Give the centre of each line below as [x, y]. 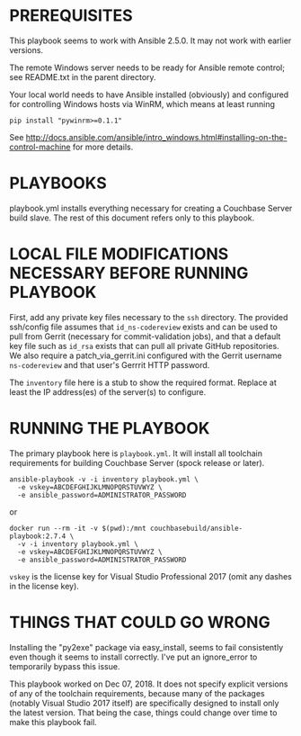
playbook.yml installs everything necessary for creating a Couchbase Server [151, 208]
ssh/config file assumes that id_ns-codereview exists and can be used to [144, 327]
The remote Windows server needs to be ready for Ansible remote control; [147, 67]
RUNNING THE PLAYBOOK [110, 428]
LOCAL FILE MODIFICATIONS [119, 254]
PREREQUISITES [71, 16]
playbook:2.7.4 [38, 536]
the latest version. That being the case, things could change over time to [143, 713]
